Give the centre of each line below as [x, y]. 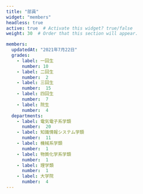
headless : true [25, 22]
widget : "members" [29, 17]
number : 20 [36, 127]
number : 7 [35, 99]
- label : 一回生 [35, 61]
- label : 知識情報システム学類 [50, 132]
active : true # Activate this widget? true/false [69, 28]
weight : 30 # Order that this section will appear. [72, 34]
